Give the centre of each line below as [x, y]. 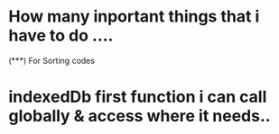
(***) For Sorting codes [52, 60]
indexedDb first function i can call [138, 97]
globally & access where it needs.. [140, 116]
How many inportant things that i [134, 17]
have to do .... [61, 36]
